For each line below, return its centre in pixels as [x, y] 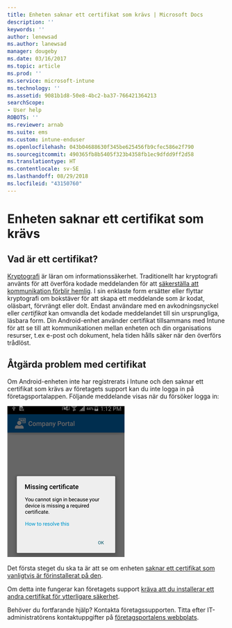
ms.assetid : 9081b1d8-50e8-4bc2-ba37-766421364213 [82, 95]
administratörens [31, 617]
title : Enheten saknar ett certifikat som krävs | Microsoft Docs [105, 15]
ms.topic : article [34, 66]
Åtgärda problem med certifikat [77, 364]
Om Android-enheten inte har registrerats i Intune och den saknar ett [105, 381]
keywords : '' [26, 29]
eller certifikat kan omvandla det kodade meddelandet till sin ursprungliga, [114, 313]
